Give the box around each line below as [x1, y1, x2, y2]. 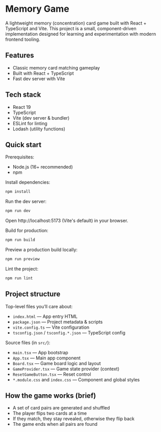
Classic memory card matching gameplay [12, 64, 100, 71]
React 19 [12, 104, 31, 110]
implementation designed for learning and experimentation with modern [5, 31, 156, 37]
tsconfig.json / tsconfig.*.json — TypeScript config [12, 329, 126, 335]
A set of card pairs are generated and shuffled [12, 405, 111, 411]
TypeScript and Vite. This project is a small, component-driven [5, 25, 137, 31]
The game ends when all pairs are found [12, 421, 98, 427]
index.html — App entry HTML [12, 313, 78, 320]
